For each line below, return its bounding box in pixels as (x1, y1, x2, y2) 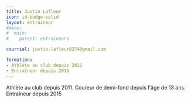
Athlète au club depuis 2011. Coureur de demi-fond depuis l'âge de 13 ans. (6, 84, 186, 91)
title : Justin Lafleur (6, 8, 62, 15)
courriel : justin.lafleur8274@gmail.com (6, 46, 107, 53)
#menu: (6, 25, 22, 31)
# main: (6, 30, 28, 36)
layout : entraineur (6, 19, 54, 25)
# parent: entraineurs (6, 36, 69, 42)
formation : (6, 57, 33, 63)
